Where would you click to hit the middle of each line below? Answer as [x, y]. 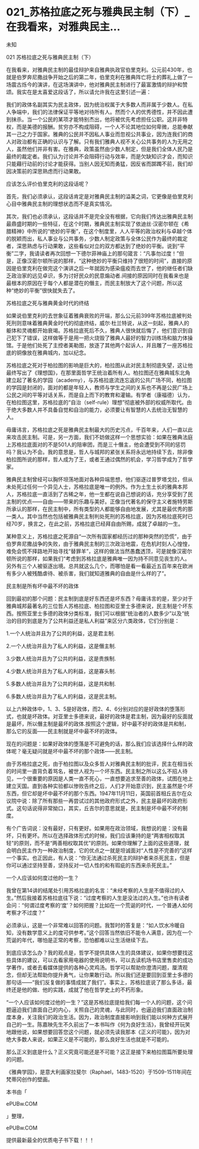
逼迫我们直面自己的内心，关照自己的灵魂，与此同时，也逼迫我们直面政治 [99, 1009]
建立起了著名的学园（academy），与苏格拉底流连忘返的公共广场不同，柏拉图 [99, 380]
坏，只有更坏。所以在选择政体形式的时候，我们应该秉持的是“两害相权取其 [96, 836]
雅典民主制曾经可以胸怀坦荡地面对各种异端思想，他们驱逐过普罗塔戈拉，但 [97, 479]
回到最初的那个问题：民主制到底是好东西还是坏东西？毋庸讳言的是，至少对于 [99, 598]
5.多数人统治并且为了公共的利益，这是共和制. [61, 684]
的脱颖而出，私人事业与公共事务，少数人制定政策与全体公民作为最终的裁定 [97, 238]
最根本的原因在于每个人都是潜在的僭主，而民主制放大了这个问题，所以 [92, 283]
